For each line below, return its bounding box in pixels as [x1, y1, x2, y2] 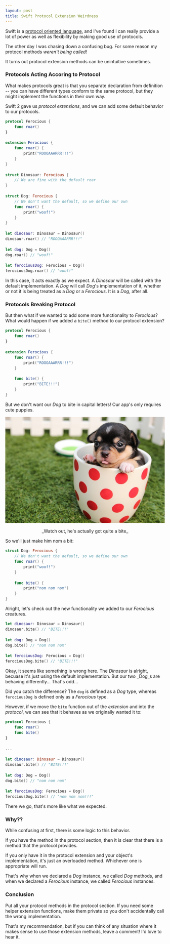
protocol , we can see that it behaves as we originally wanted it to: [5, 709, 142, 715]
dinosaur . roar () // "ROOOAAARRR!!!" [5, 236, 82, 241]
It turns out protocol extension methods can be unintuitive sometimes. [5, 58, 151, 64]
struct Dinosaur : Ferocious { [5, 172, 69, 177]
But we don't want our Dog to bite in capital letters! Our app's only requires [5, 401, 161, 407]
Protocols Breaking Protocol [5, 301, 76, 308]
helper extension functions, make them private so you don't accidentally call [5, 908, 164, 914]
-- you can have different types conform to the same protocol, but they [5, 88, 153, 94]
